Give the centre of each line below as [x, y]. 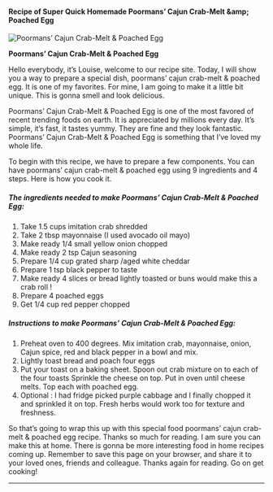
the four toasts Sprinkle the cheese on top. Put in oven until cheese [132, 378]
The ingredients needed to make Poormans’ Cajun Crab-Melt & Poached [133, 197]
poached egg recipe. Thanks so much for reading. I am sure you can [146, 437]
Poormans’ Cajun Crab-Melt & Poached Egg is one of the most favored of [131, 111]
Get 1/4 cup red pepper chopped [75, 304]
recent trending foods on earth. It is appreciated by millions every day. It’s [132, 120]
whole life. [26, 146]
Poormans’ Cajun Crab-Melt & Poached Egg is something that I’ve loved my [135, 137]
